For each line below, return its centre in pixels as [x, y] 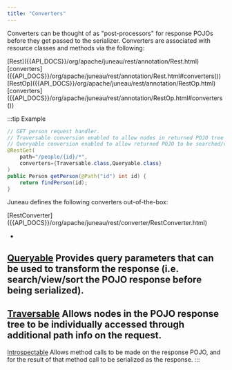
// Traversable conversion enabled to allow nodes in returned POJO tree [116, 138]
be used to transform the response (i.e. [93, 269]
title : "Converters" [37, 13]
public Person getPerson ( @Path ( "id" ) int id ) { [77, 176]
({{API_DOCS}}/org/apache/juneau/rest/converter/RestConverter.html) [107, 223]
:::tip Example [27, 119]
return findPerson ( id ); [54, 183]
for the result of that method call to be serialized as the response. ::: [104, 359]
